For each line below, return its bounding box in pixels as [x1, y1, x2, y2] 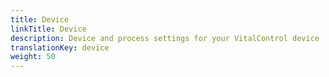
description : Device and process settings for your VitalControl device [10, 33, 320, 43]
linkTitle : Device [10, 24, 87, 34]
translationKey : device [10, 42, 110, 53]
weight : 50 [10, 52, 56, 62]
